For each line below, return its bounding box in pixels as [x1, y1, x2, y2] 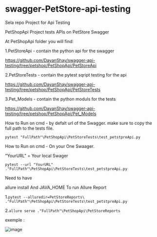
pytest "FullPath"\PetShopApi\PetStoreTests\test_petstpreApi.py [5, 135, 140, 139]
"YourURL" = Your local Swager [5, 153, 68, 158]
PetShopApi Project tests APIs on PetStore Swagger [5, 29, 109, 35]
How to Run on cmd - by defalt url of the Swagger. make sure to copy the [5, 120, 153, 126]
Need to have [5, 175, 32, 181]
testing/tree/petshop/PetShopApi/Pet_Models [5, 111, 97, 117]
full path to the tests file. [5, 125, 54, 131]
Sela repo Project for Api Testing [5, 20, 71, 25]
